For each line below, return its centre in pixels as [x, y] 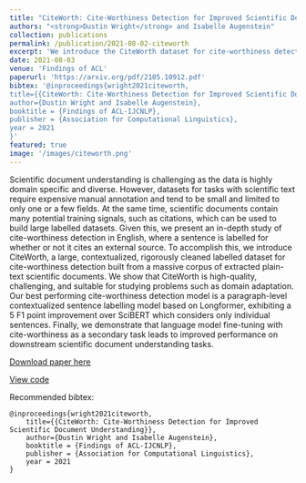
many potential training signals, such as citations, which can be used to [143, 218]
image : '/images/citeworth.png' [71, 153]
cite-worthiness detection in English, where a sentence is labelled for [139, 237]
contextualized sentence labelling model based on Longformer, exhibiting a [150, 305]
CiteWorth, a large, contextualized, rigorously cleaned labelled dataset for [148, 257]
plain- [273, 266]
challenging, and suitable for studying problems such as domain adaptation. [152, 286]
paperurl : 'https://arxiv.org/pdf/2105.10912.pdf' [107, 77]
